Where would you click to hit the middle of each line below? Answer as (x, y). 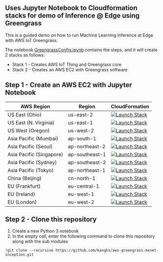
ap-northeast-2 (87, 146)
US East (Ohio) (24, 114)
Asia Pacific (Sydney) (32, 162)
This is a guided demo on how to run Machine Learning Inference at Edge (79, 35)
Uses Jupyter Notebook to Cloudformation (71, 8)
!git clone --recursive (29, 251)
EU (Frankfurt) (24, 186)
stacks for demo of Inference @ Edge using (72, 16)
